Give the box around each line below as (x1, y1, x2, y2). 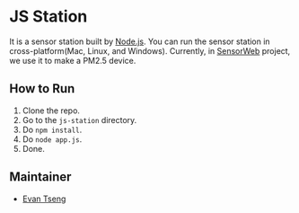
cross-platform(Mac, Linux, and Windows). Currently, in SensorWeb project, (9, 45, 291, 56)
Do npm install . (22, 124, 83, 135)
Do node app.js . (22, 133, 83, 145)
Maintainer (9, 169, 72, 185)
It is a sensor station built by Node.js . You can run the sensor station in (9, 36, 271, 47)
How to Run (9, 81, 75, 96)
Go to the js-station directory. (22, 114, 137, 125)
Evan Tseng (22, 193, 66, 204)
